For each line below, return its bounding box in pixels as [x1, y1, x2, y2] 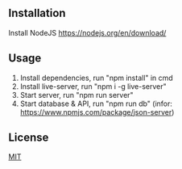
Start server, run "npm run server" [19, 90, 134, 99]
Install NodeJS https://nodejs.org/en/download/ [8, 27, 167, 37]
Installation [8, 6, 66, 20]
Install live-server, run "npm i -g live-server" [19, 81, 167, 91]
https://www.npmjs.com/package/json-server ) [19, 107, 175, 116]
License [8, 131, 49, 145]
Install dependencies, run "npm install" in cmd [19, 73, 173, 82]
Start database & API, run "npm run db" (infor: [19, 99, 173, 108]
